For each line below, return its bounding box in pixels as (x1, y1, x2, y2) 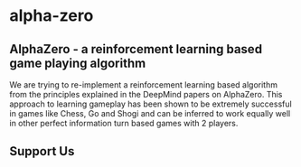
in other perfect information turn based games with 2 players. (9, 118, 239, 128)
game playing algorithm (9, 55, 146, 70)
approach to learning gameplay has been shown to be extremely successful (9, 98, 292, 109)
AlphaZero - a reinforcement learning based (9, 42, 263, 57)
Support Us (9, 144, 75, 159)
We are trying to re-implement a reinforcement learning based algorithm (9, 79, 278, 90)
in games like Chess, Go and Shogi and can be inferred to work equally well (9, 108, 291, 118)
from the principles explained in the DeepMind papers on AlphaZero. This (9, 89, 283, 99)
